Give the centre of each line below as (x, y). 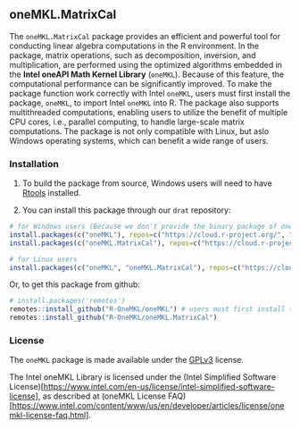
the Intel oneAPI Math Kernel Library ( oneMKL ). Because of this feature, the (146, 74)
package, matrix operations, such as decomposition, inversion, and (133, 55)
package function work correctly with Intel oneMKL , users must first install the (150, 93)
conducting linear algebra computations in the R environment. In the (134, 46)
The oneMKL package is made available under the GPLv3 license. (126, 360)
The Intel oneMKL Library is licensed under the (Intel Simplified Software (143, 377)
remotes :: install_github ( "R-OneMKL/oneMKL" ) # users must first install (147, 309)
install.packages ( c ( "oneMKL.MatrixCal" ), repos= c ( (105, 243)
